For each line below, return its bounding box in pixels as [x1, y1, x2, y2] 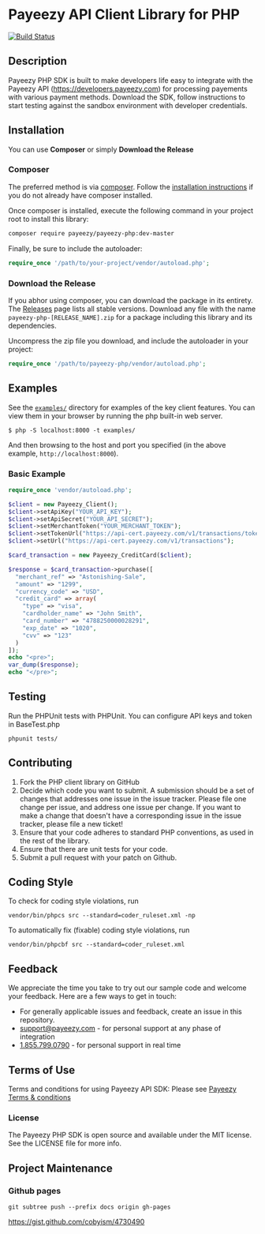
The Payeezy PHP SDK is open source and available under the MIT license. [8, 1131, 252, 1140]
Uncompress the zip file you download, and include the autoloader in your [8, 336, 248, 345]
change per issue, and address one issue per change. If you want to [19, 802, 241, 812]
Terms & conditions [8, 1093, 71, 1102]
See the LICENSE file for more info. [8, 1138, 122, 1148]
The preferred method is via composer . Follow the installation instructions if [8, 182, 254, 191]
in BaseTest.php [8, 719, 61, 729]
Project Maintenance [8, 1161, 113, 1175]
